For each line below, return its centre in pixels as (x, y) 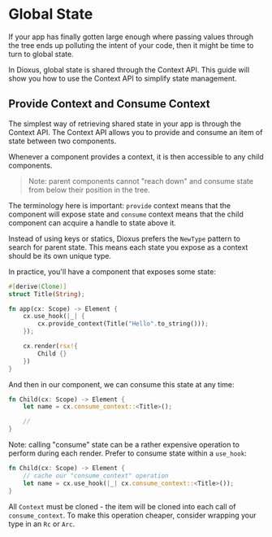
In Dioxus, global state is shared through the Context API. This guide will (129, 69)
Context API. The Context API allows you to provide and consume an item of (136, 132)
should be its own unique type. (60, 255)
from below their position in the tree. (89, 190)
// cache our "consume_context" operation (96, 476)
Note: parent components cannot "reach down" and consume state (141, 181)
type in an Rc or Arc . (42, 524)
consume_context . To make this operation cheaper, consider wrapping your (133, 515)
